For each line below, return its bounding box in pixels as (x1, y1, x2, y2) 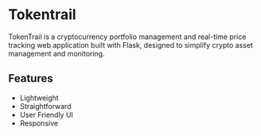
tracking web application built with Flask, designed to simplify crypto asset (8, 40, 253, 49)
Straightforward (19, 101, 72, 111)
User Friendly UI (19, 110, 74, 119)
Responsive (19, 118, 58, 128)
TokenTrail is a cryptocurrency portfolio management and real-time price (8, 32, 247, 41)
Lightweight (19, 93, 59, 103)
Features (8, 72, 53, 85)
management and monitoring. (8, 49, 105, 58)
